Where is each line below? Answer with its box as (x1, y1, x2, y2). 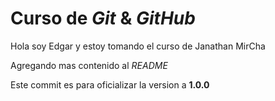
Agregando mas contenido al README (10, 59, 168, 71)
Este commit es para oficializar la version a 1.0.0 (10, 78, 210, 91)
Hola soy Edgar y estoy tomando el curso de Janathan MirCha (10, 40, 266, 52)
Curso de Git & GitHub (10, 7, 196, 30)
